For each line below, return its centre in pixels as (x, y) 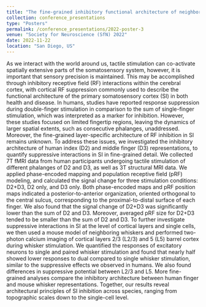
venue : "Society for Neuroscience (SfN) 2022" (67, 35)
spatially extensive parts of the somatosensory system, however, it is (93, 70)
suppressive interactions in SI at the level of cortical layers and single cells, (101, 226)
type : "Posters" (27, 23)
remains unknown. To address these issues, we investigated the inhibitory (100, 141)
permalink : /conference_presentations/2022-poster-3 (75, 29)
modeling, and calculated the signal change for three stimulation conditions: (102, 180)
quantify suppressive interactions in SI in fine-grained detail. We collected (100, 154)
